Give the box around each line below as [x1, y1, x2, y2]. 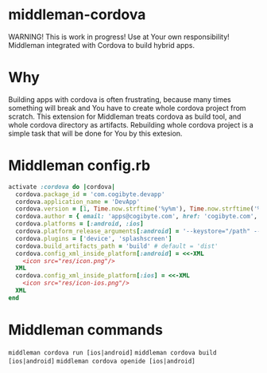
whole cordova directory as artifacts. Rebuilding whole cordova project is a [8, 120, 254, 129]
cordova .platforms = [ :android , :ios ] [15, 220, 145, 228]
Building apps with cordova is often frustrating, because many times [8, 94, 232, 104]
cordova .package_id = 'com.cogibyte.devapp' [15, 190, 165, 198]
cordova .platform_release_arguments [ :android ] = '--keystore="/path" [15, 227, 250, 236]
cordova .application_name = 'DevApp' [15, 198, 141, 206]
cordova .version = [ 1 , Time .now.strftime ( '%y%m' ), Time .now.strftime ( [15, 205, 254, 213]
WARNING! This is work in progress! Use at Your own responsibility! [8, 32, 230, 41]
